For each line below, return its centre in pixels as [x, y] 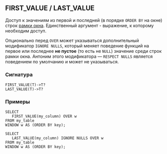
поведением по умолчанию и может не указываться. [62, 61]
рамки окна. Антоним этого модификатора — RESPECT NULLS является [79, 56]
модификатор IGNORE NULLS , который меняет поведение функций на [77, 46]
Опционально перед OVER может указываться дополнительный [72, 40]
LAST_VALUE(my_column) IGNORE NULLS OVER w [58, 138]
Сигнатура [19, 74]
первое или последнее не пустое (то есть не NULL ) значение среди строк [83, 51]
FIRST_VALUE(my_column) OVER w [44, 117]
